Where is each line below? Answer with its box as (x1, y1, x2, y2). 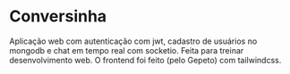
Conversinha (9, 6, 107, 27)
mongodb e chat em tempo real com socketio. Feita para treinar (9, 45, 244, 55)
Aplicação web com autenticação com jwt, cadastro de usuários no (9, 36, 258, 46)
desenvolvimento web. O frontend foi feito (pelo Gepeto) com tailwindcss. (9, 54, 282, 65)
